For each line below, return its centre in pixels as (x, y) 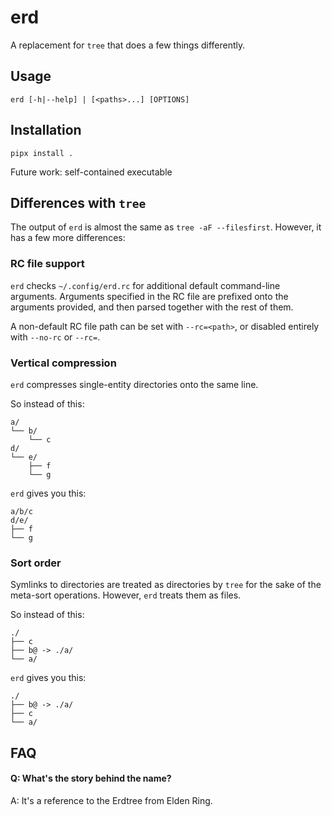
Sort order (36, 563)
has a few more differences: (68, 238)
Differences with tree (78, 202)
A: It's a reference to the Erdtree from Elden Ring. (111, 800)
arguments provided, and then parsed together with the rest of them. (152, 307)
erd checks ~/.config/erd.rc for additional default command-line (145, 285)
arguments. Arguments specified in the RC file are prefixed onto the (149, 296)
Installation (46, 130)
